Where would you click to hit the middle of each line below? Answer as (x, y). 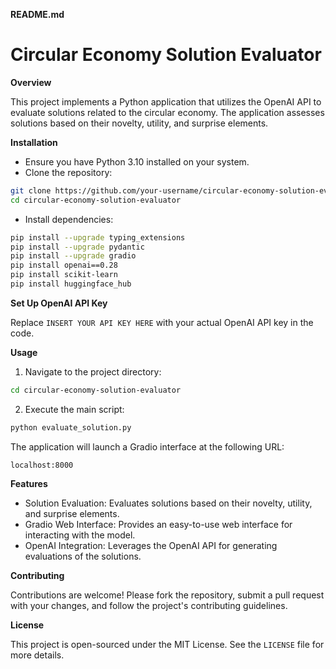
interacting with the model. (80, 535)
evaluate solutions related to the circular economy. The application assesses (167, 112)
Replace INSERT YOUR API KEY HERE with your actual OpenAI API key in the (162, 322)
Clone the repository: (68, 172)
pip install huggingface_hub (71, 284)
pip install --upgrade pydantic (77, 247)
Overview (31, 82)
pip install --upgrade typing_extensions (98, 237)
